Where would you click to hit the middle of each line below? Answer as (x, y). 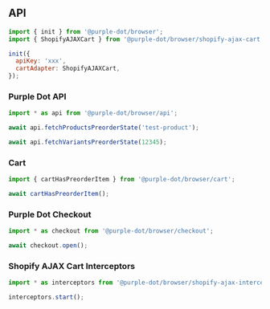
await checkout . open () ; (48, 246)
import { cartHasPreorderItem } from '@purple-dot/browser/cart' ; (122, 180)
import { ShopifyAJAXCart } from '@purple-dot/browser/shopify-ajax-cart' (136, 39)
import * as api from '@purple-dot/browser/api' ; (93, 113)
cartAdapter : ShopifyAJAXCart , (68, 69)
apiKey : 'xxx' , (41, 61)
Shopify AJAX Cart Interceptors (72, 266)
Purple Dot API (37, 96)
